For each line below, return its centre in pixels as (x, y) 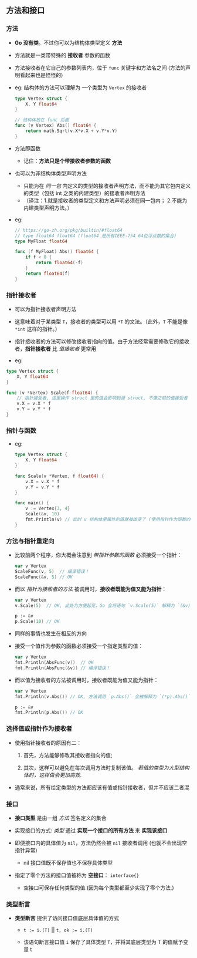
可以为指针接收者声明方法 (45, 309)
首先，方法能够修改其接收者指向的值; (68, 755)
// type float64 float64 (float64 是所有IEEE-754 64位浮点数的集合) (96, 236)
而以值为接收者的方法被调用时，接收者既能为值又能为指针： (86, 680)
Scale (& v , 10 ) (43, 514)
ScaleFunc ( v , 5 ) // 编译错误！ (52, 571)
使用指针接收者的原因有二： (48, 743)
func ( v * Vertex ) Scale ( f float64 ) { (52, 393)
